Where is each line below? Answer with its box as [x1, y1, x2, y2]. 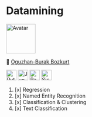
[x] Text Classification [14, 105, 67, 112]
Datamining [6, 4, 64, 18]
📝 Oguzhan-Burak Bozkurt [6, 58, 70, 65]
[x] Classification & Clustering [14, 98, 87, 105]
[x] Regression [14, 86, 50, 93]
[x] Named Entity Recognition [14, 92, 86, 99]
